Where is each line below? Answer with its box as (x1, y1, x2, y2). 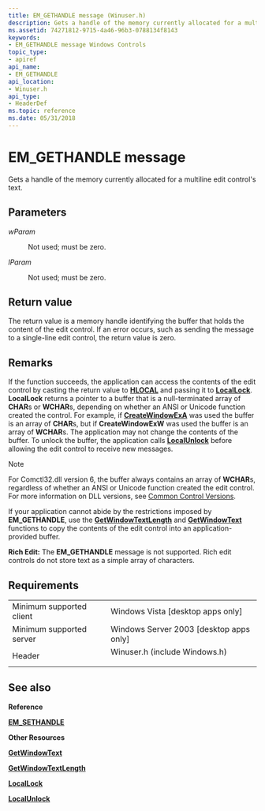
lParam (8, 257, 32, 267)
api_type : (8, 92, 41, 100)
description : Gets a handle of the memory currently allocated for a (8, 19, 242, 27)
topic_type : (8, 48, 47, 56)
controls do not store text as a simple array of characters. (8, 556, 195, 565)
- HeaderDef (8, 99, 47, 107)
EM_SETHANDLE (8, 717, 65, 727)
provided (8, 532, 38, 542)
